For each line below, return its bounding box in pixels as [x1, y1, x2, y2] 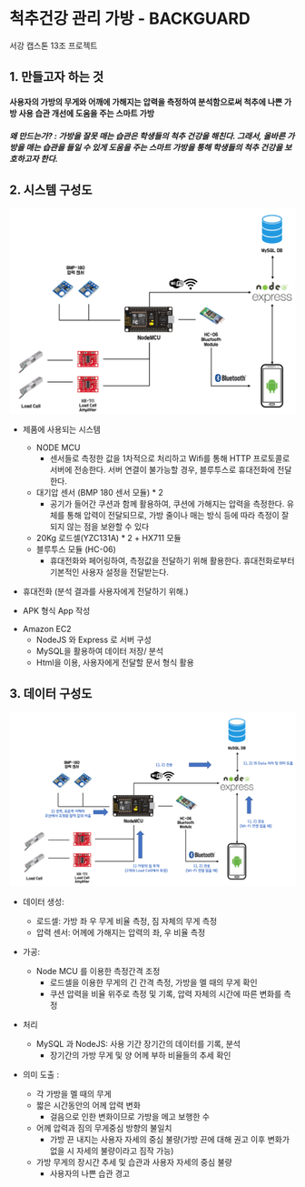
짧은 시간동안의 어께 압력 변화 [35, 1100, 141, 1111]
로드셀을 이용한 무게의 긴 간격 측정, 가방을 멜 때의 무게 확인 [49, 977, 258, 988]
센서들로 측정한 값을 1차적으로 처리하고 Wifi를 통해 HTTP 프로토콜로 [49, 453, 290, 464]
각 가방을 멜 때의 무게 [35, 1089, 112, 1100]
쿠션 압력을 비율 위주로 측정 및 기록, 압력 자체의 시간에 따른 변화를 [49, 989, 282, 1000]
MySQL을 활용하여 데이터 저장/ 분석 [35, 646, 164, 657]
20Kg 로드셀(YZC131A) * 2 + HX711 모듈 [35, 533, 182, 544]
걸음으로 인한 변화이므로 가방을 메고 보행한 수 [49, 1112, 211, 1122]
